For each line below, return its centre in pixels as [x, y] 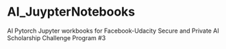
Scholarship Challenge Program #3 [56, 37]
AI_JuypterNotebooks [71, 12]
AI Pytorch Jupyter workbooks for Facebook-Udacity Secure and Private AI [113, 31]
